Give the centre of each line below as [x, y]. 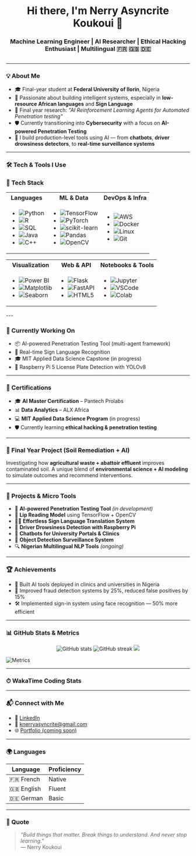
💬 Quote [18, 822]
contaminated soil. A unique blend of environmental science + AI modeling [97, 469]
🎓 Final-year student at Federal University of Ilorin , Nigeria [87, 89]
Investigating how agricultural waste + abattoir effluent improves [85, 463]
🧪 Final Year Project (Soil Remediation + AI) [68, 450]
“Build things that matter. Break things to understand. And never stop [104, 834]
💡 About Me [23, 76]
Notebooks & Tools [127, 265]
